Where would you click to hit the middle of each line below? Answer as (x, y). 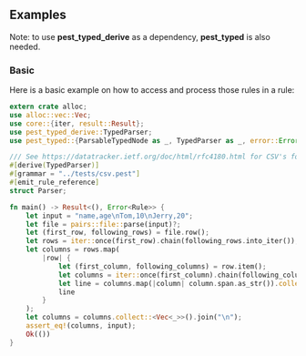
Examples (38, 15)
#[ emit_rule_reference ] (55, 183)
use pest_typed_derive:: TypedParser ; (81, 132)
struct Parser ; (38, 190)
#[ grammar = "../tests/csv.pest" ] (75, 174)
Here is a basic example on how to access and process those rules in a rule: (152, 90)
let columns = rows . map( (73, 249)
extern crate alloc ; (49, 107)
